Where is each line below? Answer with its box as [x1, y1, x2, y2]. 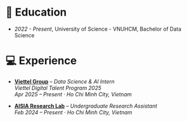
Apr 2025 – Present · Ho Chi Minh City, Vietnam [14, 90, 132, 98]
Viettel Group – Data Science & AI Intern [14, 78, 115, 85]
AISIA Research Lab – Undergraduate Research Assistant [14, 102, 158, 109]
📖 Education [5, 5, 67, 19]
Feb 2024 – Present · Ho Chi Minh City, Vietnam [14, 108, 132, 116]
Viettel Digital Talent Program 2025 [14, 84, 102, 91]
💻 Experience [5, 54, 77, 68]
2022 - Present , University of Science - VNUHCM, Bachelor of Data [14, 25, 182, 32]
